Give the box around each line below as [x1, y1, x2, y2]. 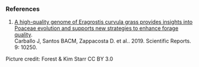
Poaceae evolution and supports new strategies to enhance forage [14, 25, 179, 32]
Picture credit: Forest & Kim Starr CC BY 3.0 [5, 56, 114, 63]
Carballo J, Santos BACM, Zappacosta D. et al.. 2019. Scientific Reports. [14, 38, 192, 45]
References [5, 5, 40, 13]
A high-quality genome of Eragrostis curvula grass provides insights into [14, 19, 193, 26]
